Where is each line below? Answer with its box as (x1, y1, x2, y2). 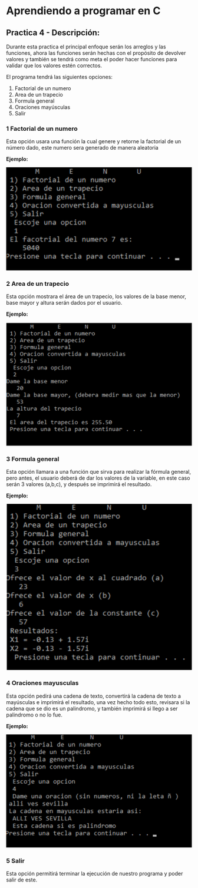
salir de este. (6, 876, 38, 883)
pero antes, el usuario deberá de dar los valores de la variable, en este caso (6, 474, 190, 481)
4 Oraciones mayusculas (6, 679, 79, 687)
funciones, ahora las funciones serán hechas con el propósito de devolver (6, 49, 186, 57)
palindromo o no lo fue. (6, 711, 63, 718)
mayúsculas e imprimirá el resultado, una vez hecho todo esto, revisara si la (6, 698, 190, 705)
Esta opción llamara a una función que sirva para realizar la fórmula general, (6, 468, 192, 476)
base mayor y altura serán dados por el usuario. (6, 299, 123, 306)
